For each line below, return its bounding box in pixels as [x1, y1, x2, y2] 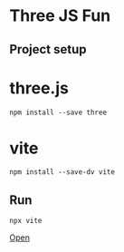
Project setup [9, 42, 88, 57]
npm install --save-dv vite [9, 168, 116, 177]
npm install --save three [9, 108, 107, 117]
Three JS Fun [9, 5, 111, 26]
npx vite [9, 217, 43, 226]
